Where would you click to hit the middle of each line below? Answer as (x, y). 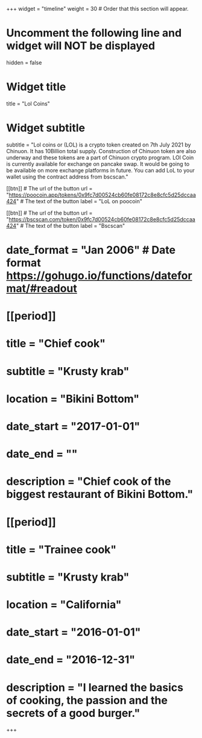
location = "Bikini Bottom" (73, 399)
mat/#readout (42, 288)
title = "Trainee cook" (62, 550)
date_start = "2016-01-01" (74, 632)
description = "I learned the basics (95, 687)
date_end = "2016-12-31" (71, 660)
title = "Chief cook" (56, 344)
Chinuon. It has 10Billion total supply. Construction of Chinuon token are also (101, 151)
